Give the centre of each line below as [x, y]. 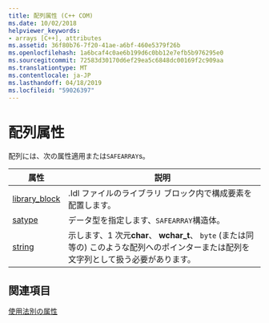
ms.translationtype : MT [48, 68]
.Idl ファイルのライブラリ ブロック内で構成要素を [160, 193]
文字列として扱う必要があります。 [132, 260]
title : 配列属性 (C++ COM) [51, 16]
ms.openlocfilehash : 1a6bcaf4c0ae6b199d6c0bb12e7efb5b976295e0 [116, 53]
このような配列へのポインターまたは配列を [170, 248]
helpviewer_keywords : [44, 30]
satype [25, 220]
